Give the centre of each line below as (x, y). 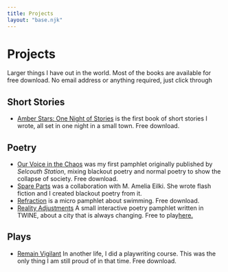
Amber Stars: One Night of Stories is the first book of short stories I (112, 118)
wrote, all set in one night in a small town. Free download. (98, 126)
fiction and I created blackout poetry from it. (79, 193)
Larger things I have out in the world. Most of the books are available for (109, 73)
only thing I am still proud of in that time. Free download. (97, 261)
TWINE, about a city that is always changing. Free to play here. (105, 216)
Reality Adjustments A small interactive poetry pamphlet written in (110, 208)
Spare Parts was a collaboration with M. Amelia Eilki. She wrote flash (114, 186)
